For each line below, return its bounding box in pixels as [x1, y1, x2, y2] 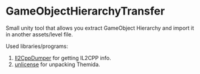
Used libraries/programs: [5, 42, 68, 50]
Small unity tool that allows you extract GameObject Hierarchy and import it [5, 24, 195, 32]
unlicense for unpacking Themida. [14, 61, 101, 68]
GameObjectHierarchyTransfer [5, 4, 165, 18]
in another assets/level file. [5, 30, 74, 38]
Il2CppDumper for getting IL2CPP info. [14, 54, 112, 61]
